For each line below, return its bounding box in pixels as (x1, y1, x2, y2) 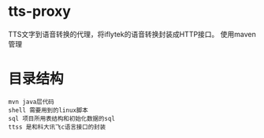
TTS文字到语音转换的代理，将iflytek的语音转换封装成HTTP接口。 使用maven (8, 29, 256, 39)
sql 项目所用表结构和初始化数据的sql (8, 114, 116, 122)
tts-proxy (8, 2, 71, 21)
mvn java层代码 (8, 98, 54, 106)
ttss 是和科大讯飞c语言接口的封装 (8, 123, 106, 131)
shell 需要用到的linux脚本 (8, 106, 88, 114)
